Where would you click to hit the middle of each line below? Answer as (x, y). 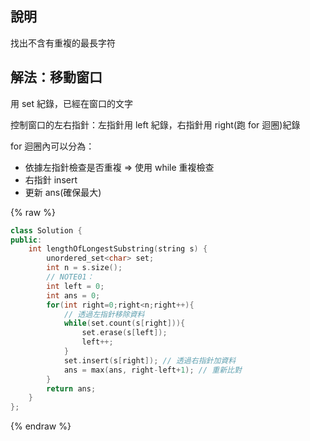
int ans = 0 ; (73, 295)
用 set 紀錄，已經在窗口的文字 (72, 103)
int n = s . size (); (84, 268)
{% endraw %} (41, 426)
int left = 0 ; (75, 286)
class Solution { (46, 230)
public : (26, 240)
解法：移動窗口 (56, 77)
